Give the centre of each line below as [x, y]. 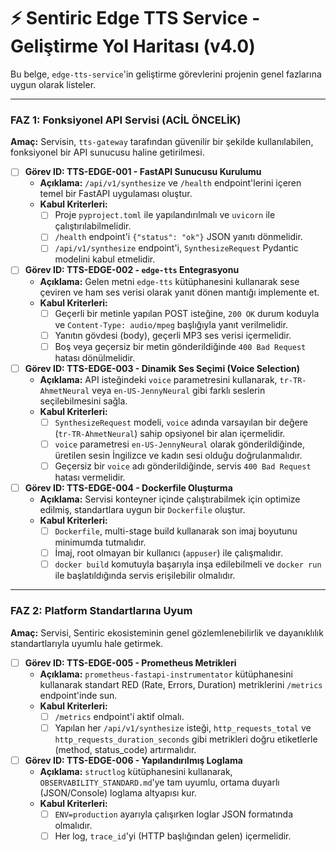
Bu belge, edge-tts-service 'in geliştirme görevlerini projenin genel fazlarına [166, 74]
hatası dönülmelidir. [95, 357]
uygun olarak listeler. [53, 84]
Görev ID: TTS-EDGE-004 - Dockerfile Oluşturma [128, 487]
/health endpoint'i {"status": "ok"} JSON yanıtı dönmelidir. [178, 237]
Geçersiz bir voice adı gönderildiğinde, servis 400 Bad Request [183, 466]
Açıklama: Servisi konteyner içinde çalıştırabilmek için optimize [170, 499]
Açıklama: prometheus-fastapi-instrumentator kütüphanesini [166, 674]
